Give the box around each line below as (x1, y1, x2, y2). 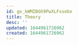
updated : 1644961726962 (6, 25, 65, 31)
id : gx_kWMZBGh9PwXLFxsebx (6, 8, 73, 15)
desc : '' (6, 19, 28, 25)
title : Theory (6, 14, 41, 20)
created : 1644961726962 (6, 30, 65, 36)
